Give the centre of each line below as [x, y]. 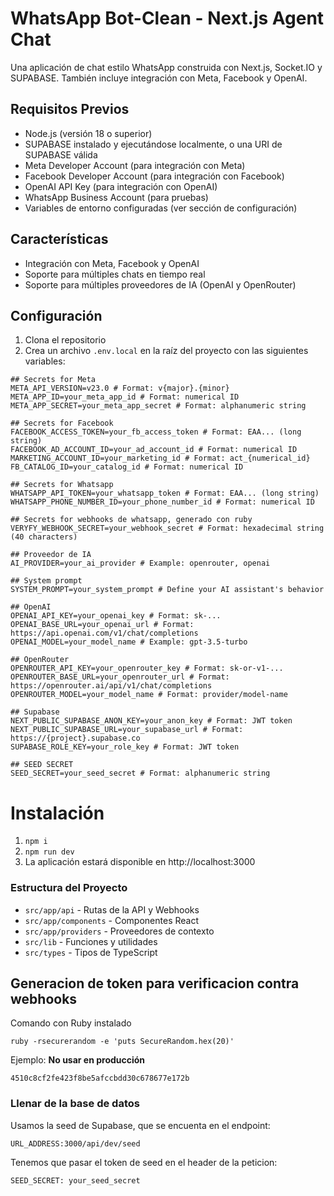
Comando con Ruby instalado [71, 1023]
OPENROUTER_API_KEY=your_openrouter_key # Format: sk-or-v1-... [147, 668]
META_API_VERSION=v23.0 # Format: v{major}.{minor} [120, 388]
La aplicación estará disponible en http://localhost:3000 [140, 862]
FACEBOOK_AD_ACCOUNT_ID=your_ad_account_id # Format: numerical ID [154, 450]
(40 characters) [44, 537]
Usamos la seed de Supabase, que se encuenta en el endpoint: [140, 1125]
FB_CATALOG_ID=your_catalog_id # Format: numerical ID [127, 467]
